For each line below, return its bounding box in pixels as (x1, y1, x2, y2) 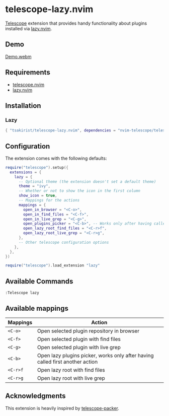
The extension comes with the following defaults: (5, 155, 107, 161)
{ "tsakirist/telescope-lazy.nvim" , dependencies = (5, 128, 116, 133)
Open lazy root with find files (37, 366, 106, 373)
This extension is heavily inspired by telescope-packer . (5, 405, 120, 411)
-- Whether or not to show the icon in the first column (18, 188, 141, 193)
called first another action (37, 358, 98, 365)
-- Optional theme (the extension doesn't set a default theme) (18, 179, 156, 184)
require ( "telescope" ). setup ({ (5, 165, 69, 170)
